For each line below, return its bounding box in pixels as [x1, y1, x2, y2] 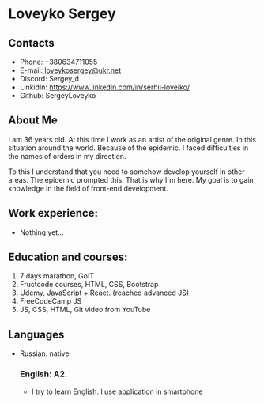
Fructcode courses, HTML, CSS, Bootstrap [19, 280, 159, 289]
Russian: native [19, 349, 70, 358]
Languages [8, 327, 65, 341]
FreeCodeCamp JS [19, 296, 82, 306]
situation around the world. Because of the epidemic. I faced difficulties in [8, 143, 249, 153]
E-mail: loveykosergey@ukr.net [19, 66, 122, 75]
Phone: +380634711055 [19, 57, 98, 66]
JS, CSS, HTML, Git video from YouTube [19, 305, 151, 315]
